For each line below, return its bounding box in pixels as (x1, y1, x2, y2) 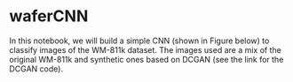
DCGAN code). (9, 63, 64, 74)
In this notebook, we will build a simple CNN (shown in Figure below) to (9, 35, 270, 46)
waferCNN (9, 6, 89, 26)
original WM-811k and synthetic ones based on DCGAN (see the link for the (9, 54, 284, 64)
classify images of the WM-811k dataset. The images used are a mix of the (9, 44, 281, 55)
